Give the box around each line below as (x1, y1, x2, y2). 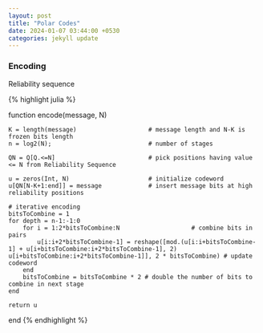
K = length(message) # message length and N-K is (8, 125, 246, 133)
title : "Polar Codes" (8, 19, 81, 27)
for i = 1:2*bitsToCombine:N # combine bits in (22, 224, 253, 232)
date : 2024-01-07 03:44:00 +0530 (8, 26, 120, 35)
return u (8, 301, 38, 309)
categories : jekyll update (8, 34, 99, 43)
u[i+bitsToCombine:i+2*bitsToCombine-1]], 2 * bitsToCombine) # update (8, 252, 253, 260)
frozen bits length (8, 132, 74, 140)
